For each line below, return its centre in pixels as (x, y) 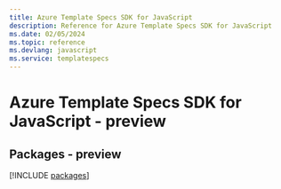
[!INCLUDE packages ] (49, 175)
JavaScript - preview (88, 122)
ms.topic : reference (48, 42)
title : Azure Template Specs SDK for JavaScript (101, 17)
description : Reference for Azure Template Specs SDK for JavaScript (141, 26)
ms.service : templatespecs (59, 59)
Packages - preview (65, 154)
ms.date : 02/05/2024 (48, 34)
